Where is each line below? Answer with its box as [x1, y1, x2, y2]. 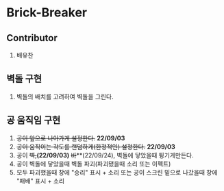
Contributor [6, 32, 58, 44]
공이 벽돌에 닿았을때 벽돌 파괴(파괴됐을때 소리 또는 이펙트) [16, 160, 171, 168]
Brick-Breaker [6, 5, 87, 21]
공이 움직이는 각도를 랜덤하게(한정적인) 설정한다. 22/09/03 [16, 142, 175, 151]
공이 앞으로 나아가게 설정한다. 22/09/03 [16, 133, 125, 142]
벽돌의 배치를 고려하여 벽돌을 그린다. [16, 92, 114, 101]
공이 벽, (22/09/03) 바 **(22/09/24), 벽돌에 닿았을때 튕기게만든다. [16, 151, 194, 159]
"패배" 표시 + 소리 [16, 177, 65, 185]
